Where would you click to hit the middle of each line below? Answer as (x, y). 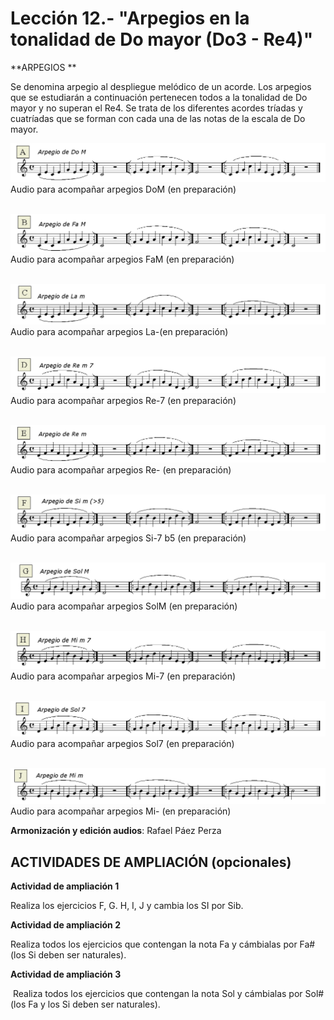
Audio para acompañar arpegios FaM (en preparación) (122, 259)
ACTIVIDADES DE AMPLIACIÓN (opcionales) (151, 862)
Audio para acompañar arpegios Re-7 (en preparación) (123, 400)
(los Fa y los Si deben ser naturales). (85, 1004)
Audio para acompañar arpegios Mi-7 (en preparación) (123, 676)
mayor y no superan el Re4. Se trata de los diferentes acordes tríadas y (156, 108)
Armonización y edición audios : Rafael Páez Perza (116, 831)
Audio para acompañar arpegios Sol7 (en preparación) (122, 744)
